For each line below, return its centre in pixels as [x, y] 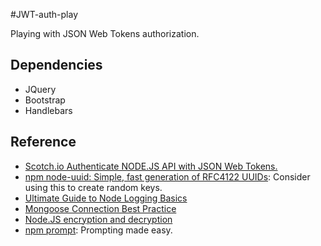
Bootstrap [45, 100]
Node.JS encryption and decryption [98, 219]
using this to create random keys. [93, 187]
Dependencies [56, 65]
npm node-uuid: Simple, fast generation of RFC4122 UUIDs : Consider [167, 176]
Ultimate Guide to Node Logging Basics [106, 198]
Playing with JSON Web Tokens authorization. [105, 33]
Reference [43, 142]
